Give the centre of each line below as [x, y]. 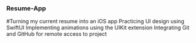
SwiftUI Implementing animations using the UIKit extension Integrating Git [98, 27]
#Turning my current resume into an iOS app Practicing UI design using [95, 21]
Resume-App [26, 8]
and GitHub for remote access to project [57, 34]
